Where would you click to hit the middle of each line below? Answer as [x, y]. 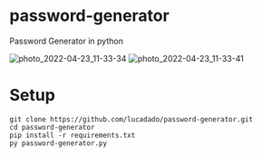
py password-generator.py [58, 143]
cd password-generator [52, 127]
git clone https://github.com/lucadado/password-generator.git [131, 119]
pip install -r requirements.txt [73, 135]
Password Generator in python [67, 41]
